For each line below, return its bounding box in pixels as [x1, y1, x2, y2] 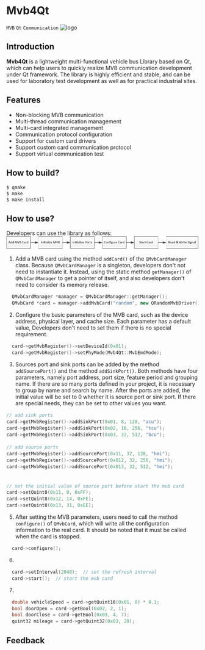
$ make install [6, 197, 45, 203]
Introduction [6, 42, 55, 52]
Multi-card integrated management [15, 124, 104, 131]
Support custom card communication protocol [15, 143, 131, 151]
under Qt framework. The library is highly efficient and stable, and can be [6, 71, 191, 78]
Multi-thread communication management [15, 117, 122, 125]
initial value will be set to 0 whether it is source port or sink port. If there [15, 393, 196, 400]
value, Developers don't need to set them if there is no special [15, 324, 172, 331]
